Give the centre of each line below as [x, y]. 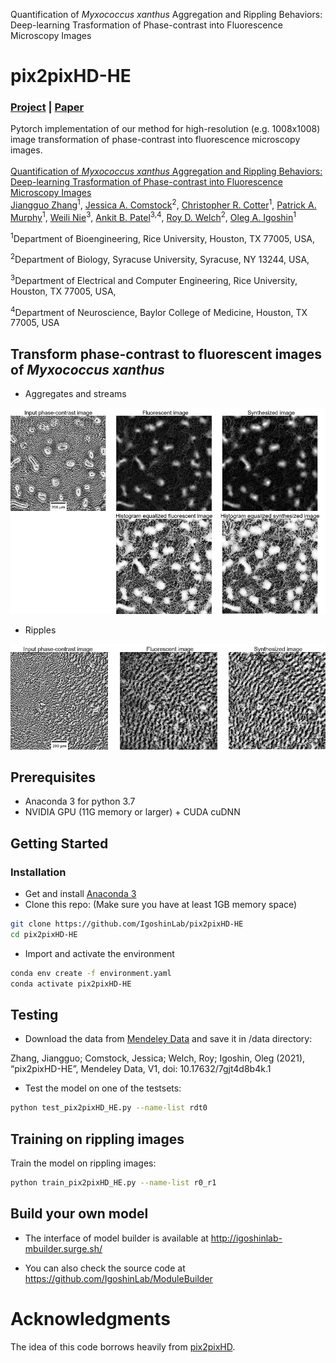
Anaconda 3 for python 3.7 [80, 801]
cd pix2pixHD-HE [44, 935]
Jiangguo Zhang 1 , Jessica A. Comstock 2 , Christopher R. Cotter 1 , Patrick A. [163, 204]
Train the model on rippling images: [83, 1163]
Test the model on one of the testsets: [103, 1088]
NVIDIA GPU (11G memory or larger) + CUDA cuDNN [132, 812]
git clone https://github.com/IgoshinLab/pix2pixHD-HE [127, 924]
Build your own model [79, 1214]
